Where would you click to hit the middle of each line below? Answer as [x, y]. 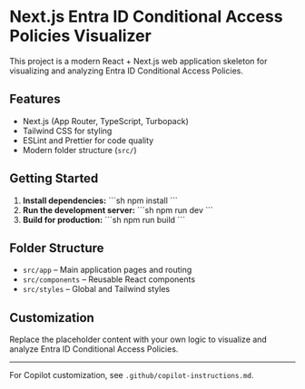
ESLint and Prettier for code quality [88, 140]
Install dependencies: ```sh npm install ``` [100, 200]
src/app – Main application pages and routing [107, 270]
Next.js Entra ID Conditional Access [146, 17]
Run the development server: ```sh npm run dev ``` [118, 209]
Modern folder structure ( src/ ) [80, 150]
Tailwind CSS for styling [67, 131]
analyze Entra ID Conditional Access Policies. [94, 349]
